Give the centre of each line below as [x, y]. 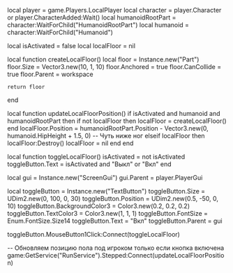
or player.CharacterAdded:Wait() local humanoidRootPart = [92, 17]
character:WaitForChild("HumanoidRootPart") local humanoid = [98, 25]
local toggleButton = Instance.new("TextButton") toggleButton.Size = [106, 191]
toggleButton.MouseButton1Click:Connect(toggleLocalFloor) [93, 234]
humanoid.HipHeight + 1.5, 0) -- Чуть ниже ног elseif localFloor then [106, 136]
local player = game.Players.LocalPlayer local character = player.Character [114, 10]
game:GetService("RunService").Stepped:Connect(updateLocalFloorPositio [116, 255]
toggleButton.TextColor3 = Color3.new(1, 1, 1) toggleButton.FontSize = [107, 213]
